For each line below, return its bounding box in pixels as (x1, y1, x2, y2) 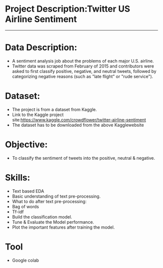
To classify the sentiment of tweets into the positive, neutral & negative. (12, 155, 155, 161)
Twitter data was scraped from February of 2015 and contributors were (12, 63, 154, 69)
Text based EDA (12, 188, 45, 194)
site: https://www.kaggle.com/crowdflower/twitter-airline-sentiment (12, 117, 147, 122)
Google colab (12, 257, 39, 263)
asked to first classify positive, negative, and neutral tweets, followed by (12, 68, 157, 74)
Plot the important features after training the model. (12, 224, 115, 230)
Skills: (5, 172, 31, 183)
